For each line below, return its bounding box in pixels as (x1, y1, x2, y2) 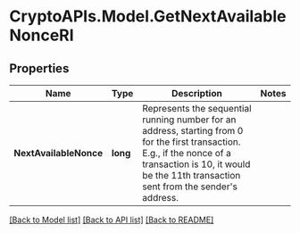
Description (171, 87, 223, 99)
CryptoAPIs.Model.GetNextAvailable (9, 6, 287, 27)
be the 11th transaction (142, 170, 241, 181)
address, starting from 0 (142, 125, 244, 137)
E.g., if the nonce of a (142, 147, 232, 159)
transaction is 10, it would (142, 158, 251, 171)
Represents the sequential (142, 103, 252, 114)
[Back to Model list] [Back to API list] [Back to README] (9, 214, 214, 225)
